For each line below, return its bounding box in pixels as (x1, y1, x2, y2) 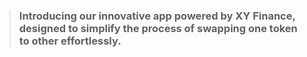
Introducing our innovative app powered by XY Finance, (18, 9, 296, 23)
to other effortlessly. (18, 34, 122, 48)
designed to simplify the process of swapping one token (18, 21, 298, 35)
